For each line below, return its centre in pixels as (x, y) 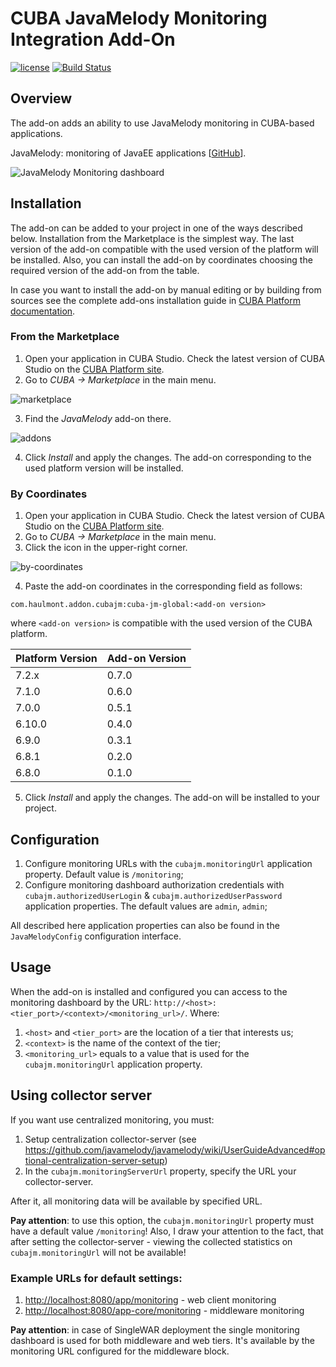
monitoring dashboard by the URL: (81, 1002)
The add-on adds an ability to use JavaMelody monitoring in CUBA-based (162, 123)
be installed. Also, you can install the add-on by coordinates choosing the (161, 259)
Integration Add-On (93, 39)
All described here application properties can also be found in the (145, 925)
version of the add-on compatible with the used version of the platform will (164, 249)
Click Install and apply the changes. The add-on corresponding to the (168, 457)
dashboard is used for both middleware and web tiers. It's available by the (162, 1340)
